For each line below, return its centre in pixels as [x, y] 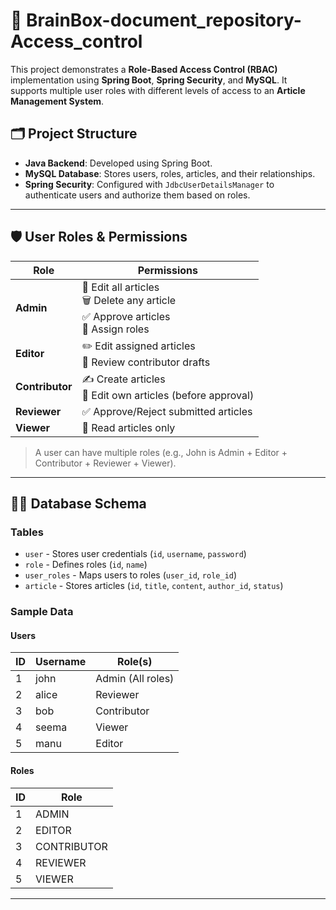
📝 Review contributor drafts [146, 362]
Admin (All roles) [135, 679]
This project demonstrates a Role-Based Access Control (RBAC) [144, 69]
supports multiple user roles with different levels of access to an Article [158, 90]
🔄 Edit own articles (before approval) [168, 395]
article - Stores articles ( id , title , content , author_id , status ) [154, 586]
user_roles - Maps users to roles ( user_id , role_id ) [131, 575]
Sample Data [42, 612]
